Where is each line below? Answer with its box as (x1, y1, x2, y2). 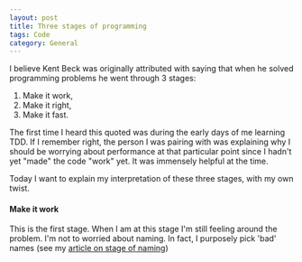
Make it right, (22, 100, 72, 111)
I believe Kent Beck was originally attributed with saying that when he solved (9, 63, 294, 74)
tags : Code (9, 30, 50, 39)
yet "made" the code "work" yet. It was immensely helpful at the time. (9, 155, 269, 167)
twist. (9, 182, 30, 194)
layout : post (9, 13, 59, 23)
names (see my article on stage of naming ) (9, 243, 169, 254)
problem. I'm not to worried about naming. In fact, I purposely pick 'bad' (9, 233, 277, 244)
